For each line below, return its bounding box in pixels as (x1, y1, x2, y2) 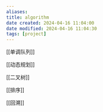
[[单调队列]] (6, 49, 35, 56)
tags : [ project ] (6, 31, 46, 37)
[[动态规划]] (6, 61, 35, 68)
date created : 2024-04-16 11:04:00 (6, 20, 95, 26)
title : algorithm (6, 14, 49, 20)
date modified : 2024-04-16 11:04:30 (6, 25, 97, 32)
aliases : (6, 8, 28, 15)
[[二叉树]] (6, 74, 30, 81)
